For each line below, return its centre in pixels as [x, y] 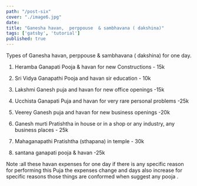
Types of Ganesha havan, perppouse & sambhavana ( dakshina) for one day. [99, 55]
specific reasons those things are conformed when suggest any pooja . [92, 176]
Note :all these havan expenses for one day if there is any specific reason [95, 164]
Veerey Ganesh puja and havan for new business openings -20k [92, 112]
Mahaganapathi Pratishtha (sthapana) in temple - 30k [79, 141]
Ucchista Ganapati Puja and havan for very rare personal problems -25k [102, 101]
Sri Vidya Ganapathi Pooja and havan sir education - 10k [83, 78]
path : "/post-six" [29, 11]
